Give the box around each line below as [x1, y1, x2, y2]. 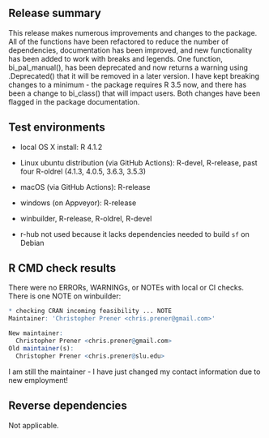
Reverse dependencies [8, 399, 127, 413]
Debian [19, 238, 45, 247]
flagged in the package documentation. [8, 97, 140, 106]
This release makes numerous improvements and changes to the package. [8, 28, 258, 37]
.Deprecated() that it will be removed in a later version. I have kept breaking [8, 71, 260, 80]
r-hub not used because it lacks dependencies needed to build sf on [19, 229, 250, 238]
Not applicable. [8, 420, 59, 430]
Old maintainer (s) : [8, 344, 75, 352]
